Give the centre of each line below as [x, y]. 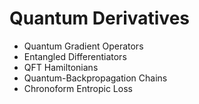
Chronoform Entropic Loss [78, 88]
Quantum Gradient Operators [83, 46]
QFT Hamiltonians [61, 67]
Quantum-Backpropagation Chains [95, 78]
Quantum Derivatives [100, 18]
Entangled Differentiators [75, 56]
